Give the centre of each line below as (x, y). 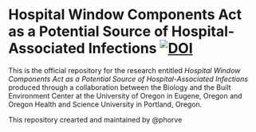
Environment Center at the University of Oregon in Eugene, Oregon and (125, 95)
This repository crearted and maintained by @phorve (95, 119)
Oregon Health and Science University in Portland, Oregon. (105, 104)
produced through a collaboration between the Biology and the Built (120, 87)
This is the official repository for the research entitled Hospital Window (124, 70)
